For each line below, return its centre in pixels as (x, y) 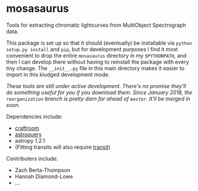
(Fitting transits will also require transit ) (63, 147)
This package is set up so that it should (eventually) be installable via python (99, 43)
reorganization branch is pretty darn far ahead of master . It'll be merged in (98, 98)
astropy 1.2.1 (30, 140)
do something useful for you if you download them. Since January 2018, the (99, 92)
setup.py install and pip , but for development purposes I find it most (92, 49)
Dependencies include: (34, 116)
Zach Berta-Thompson (43, 170)
